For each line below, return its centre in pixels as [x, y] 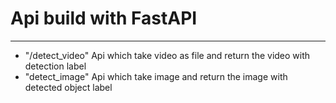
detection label [55, 66]
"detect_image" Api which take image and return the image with [156, 76]
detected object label [68, 87]
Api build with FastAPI [104, 18]
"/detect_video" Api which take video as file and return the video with [167, 55]
